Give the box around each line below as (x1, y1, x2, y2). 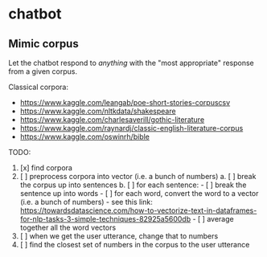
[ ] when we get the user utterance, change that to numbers (19, 231, 219, 241)
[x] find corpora (19, 163, 72, 173)
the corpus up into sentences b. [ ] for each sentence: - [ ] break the (19, 180, 247, 190)
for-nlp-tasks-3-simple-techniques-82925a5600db (19, 214, 191, 223)
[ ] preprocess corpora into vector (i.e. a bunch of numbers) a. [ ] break (19, 172, 257, 181)
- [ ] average (192, 214, 235, 223)
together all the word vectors (19, 222, 117, 232)
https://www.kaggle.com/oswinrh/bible (19, 132, 150, 141)
